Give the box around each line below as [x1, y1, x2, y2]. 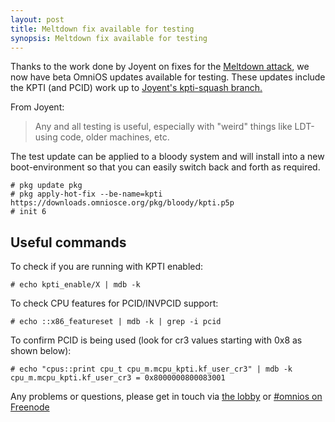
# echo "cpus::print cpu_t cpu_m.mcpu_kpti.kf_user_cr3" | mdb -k [10, 364, 293, 375]
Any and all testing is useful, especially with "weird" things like [34, 121, 293, 133]
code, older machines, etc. [59, 131, 170, 143]
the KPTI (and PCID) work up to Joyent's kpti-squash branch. [10, 82, 263, 94]
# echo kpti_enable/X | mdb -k [10, 280, 141, 290]
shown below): [10, 345, 72, 357]
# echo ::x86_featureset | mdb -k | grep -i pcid [10, 317, 222, 327]
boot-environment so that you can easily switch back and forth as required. [10, 161, 321, 173]
